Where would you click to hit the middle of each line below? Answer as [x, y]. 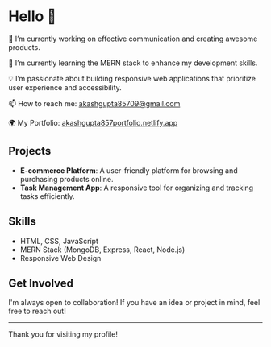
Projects [30, 151]
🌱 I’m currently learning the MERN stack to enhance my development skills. [133, 63]
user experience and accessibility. [65, 87]
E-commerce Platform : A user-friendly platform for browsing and [129, 170]
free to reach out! [37, 311]
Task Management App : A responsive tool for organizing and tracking [137, 188]
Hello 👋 [32, 17]
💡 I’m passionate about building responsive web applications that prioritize [132, 78]
